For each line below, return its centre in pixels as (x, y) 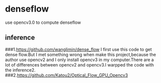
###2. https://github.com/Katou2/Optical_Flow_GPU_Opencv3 (66, 75)
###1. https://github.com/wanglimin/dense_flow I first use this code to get (79, 49)
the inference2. (20, 70)
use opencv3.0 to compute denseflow (43, 22)
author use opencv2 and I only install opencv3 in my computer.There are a (80, 60)
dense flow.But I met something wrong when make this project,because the (81, 54)
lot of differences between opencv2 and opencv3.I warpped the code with (80, 65)
